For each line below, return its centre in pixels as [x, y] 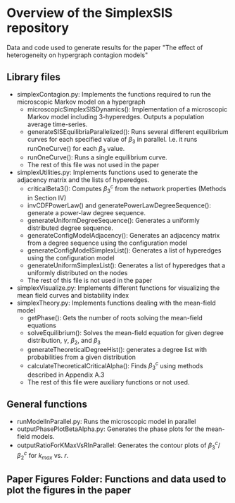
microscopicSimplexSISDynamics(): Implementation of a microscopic [127, 109]
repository [38, 28]
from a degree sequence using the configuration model [107, 243]
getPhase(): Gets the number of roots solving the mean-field [115, 317]
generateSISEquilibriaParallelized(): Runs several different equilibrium [128, 131]
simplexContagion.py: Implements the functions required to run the [114, 94]
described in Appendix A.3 [66, 375]
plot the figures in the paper [69, 491]
